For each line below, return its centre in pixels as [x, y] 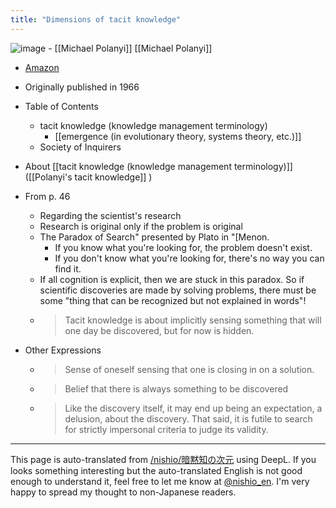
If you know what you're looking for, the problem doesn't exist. [183, 247]
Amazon [42, 67]
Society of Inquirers [80, 147]
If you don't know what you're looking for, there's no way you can [189, 258]
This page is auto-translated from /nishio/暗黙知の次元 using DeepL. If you [163, 459]
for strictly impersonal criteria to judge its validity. [166, 429]
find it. [68, 268]
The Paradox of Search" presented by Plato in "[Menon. [154, 237]
